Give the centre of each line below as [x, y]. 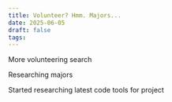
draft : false [30, 30]
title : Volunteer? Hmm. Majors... [65, 15]
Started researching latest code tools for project [86, 90]
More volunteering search [50, 60]
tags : [17, 37]
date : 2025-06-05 [37, 23]
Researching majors [41, 75]
